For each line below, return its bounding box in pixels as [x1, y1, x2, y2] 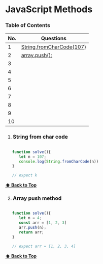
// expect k [12, 173, 38, 178]
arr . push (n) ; [18, 225, 47, 230]
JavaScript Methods [5, 4, 93, 15]
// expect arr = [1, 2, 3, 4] [12, 244, 76, 249]
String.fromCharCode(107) [21, 43, 86, 50]
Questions [41, 35, 67, 42]
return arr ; [18, 229, 44, 235]
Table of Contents [5, 22, 51, 29]
